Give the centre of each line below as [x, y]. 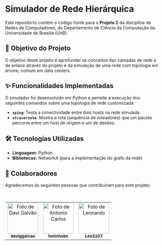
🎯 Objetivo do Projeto [38, 48]
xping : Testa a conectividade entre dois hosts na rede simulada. [76, 112]
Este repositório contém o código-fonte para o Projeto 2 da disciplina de [78, 22]
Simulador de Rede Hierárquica [70, 9]
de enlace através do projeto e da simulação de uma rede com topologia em [82, 65]
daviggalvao [23, 236]
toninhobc [58, 236]
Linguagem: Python [32, 153]
